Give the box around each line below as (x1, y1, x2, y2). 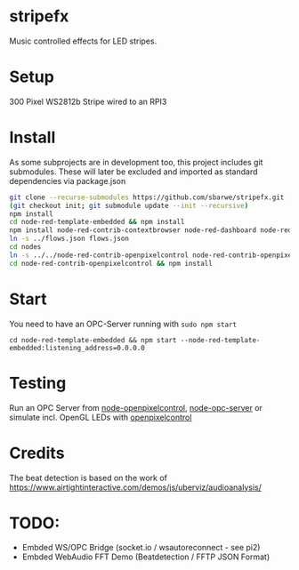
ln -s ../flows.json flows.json (9, 234, 129, 244)
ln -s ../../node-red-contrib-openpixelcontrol (9, 251, 190, 260)
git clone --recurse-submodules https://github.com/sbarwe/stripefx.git (9, 193, 285, 202)
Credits (9, 443, 65, 463)
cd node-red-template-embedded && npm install (9, 218, 185, 227)
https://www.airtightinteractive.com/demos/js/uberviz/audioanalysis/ (9, 482, 263, 493)
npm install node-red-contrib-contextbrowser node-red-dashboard (9, 226, 256, 235)
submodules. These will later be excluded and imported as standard (9, 166, 258, 177)
